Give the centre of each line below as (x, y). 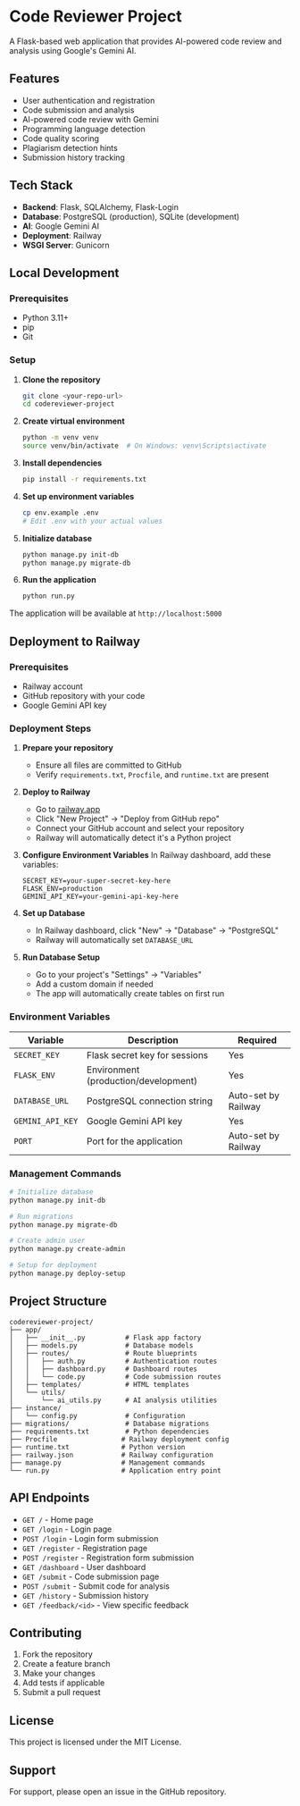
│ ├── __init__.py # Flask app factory (105, 1338)
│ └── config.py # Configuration (97, 1415)
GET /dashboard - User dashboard (84, 1567)
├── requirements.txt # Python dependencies (109, 1432)
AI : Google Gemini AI (61, 226)
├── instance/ (36, 1408)
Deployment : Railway (62, 235)
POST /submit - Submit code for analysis (96, 1586)
